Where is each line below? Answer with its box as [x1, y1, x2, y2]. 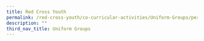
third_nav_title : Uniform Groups [6, 25, 91, 32]
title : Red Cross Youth [6, 8, 67, 15]
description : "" [6, 20, 47, 26]
